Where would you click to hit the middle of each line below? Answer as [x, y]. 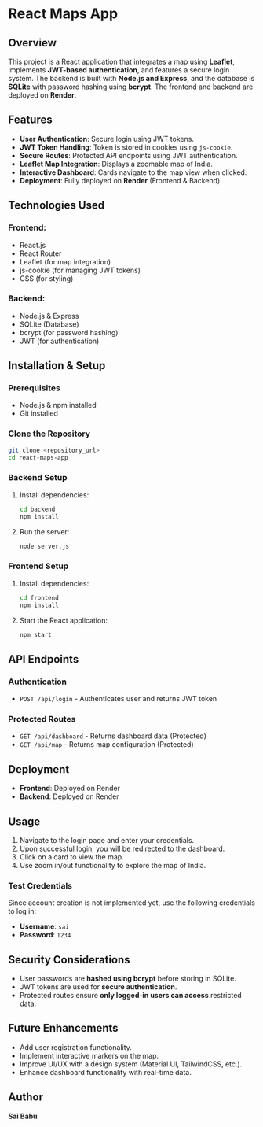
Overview [33, 43]
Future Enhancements [64, 1028]
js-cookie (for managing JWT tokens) [80, 270]
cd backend [37, 509]
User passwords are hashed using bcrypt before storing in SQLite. [128, 979]
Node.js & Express [49, 316]
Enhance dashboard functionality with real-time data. [106, 1072]
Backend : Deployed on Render [69, 796]
